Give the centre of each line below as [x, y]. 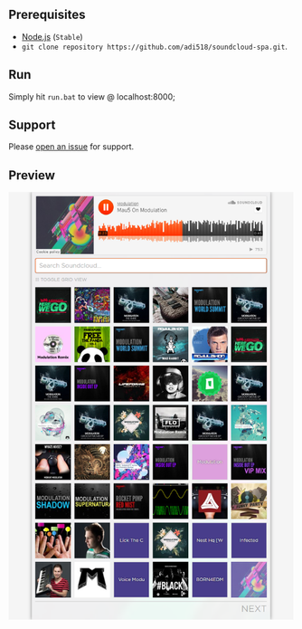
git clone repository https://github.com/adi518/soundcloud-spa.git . [155, 46]
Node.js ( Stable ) [52, 36]
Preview [32, 175]
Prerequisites [47, 15]
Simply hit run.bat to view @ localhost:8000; [92, 96]
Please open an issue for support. [71, 147]
